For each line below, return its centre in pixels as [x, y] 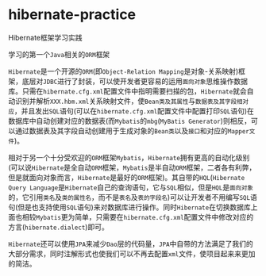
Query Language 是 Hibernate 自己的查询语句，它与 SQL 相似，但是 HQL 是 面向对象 [131, 187]
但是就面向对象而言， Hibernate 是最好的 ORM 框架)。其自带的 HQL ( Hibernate [127, 177]
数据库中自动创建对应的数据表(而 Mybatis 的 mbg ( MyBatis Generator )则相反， [130, 121]
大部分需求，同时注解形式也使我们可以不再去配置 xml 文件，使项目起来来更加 [132, 253]
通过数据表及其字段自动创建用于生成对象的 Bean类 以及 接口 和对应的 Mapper [132, 130]
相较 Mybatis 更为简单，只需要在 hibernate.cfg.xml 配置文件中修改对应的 [138, 217]
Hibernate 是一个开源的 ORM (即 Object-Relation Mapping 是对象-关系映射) [123, 71]
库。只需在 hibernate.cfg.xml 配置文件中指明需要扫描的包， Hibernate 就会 [128, 91]
